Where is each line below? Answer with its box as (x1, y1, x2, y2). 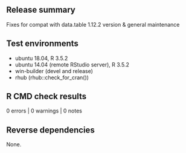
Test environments (6, 39, 79, 49)
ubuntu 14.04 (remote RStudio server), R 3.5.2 (14, 60, 130, 68)
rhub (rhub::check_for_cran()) (14, 74, 89, 81)
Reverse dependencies (6, 125, 95, 135)
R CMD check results (6, 91, 87, 102)
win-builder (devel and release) (14, 67, 94, 74)
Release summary (6, 5, 75, 15)
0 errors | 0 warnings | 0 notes (6, 107, 83, 114)
